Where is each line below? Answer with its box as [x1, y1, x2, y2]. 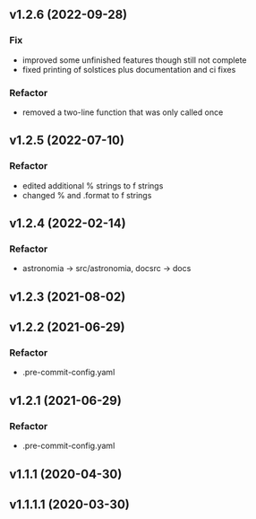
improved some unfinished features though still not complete [21, 54, 248, 66]
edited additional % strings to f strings [21, 180, 164, 191]
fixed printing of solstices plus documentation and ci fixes [21, 64, 236, 75]
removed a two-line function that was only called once [21, 107, 224, 118]
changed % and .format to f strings [21, 189, 152, 200]
